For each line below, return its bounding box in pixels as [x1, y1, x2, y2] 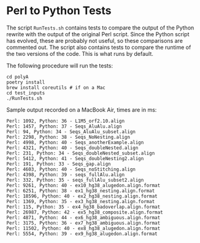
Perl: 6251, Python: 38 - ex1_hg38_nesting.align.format [6, 188, 155, 194]
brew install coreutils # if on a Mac [6, 84, 106, 91]
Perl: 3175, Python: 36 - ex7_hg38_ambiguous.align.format [6, 220, 161, 226]
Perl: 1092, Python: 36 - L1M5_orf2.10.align [6, 118, 125, 124]
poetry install [6, 79, 45, 85]
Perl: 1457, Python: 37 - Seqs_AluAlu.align [6, 123, 122, 129]
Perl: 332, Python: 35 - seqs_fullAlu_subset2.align [6, 177, 144, 183]
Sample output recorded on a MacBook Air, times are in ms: [6, 106, 157, 114]
